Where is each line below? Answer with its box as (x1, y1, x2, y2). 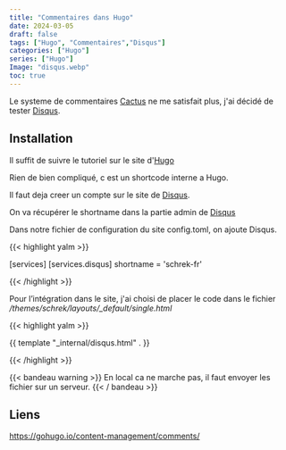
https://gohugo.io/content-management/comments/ (9, 430, 200, 442)
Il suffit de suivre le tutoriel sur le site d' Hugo (9, 154, 174, 165)
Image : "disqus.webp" (9, 63, 90, 72)
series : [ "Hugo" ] (9, 54, 74, 63)
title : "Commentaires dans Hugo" (9, 12, 134, 22)
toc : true (9, 71, 46, 80)
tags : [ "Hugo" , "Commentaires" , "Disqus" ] (9, 37, 166, 47)
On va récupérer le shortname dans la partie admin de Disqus (9, 206, 236, 217)
